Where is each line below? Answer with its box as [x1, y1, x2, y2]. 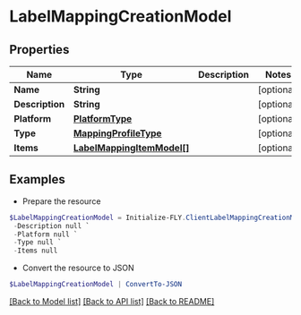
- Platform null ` [13, 230, 78, 239]
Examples [9, 172, 65, 187]
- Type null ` [13, 238, 63, 247]
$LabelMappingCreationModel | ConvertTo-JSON [9, 280, 182, 289]
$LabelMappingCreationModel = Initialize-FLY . [9, 213, 186, 222]
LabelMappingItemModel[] [73, 141, 190, 154]
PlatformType [73, 113, 133, 124]
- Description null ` [13, 221, 90, 230]
